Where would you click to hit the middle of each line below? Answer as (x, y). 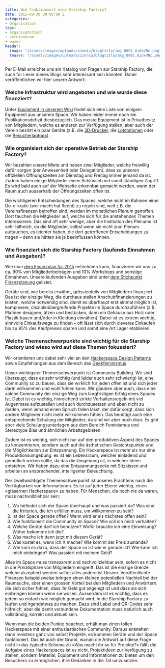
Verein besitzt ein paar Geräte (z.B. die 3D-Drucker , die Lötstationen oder (79, 130)
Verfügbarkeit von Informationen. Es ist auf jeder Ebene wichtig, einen (76, 486)
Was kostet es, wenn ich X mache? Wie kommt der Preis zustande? (80, 542)
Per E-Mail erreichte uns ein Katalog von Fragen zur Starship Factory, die (79, 69)
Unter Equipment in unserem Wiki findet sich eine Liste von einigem (73, 109)
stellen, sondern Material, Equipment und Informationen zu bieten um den (80, 655)
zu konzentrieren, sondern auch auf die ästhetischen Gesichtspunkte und (79, 445)
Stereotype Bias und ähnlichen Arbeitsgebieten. (54, 430)
